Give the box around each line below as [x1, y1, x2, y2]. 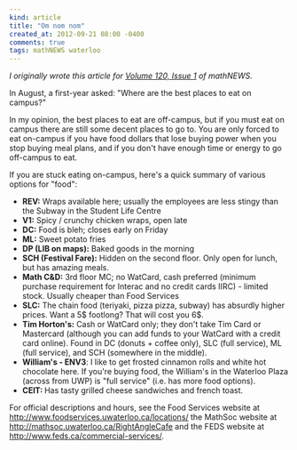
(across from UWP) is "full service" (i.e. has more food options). [21, 375, 256, 387]
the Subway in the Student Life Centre [21, 205, 161, 216]
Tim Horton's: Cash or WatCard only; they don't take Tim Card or [21, 319, 262, 330]
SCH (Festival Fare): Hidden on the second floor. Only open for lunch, [21, 253, 277, 263]
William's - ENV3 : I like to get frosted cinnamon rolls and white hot [21, 357, 267, 367]
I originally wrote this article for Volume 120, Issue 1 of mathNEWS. [9, 70, 253, 81]
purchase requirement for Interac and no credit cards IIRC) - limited [21, 281, 269, 292]
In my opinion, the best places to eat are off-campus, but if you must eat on [9, 115, 285, 125]
